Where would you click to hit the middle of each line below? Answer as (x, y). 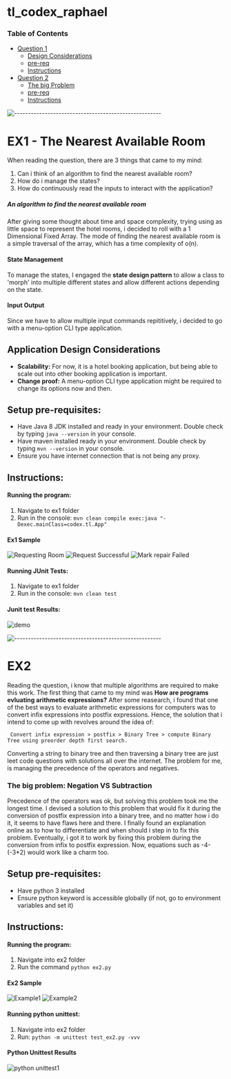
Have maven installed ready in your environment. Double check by (111, 441)
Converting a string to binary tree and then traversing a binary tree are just (113, 753)
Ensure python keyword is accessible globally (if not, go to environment (119, 897)
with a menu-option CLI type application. (65, 328)
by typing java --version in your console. (77, 434)
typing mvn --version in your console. (71, 449)
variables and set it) (45, 905)
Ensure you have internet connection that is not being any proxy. (109, 456)
